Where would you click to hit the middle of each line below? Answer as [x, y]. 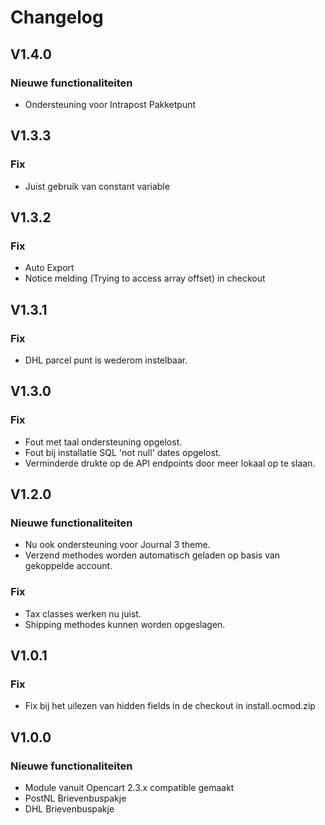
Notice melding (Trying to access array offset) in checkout [145, 278]
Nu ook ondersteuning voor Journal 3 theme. [117, 545]
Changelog [57, 17]
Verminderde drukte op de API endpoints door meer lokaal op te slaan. [170, 463]
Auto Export [49, 268]
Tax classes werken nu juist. [83, 613]
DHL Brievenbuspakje [69, 808]
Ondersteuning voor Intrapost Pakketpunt [110, 104]
